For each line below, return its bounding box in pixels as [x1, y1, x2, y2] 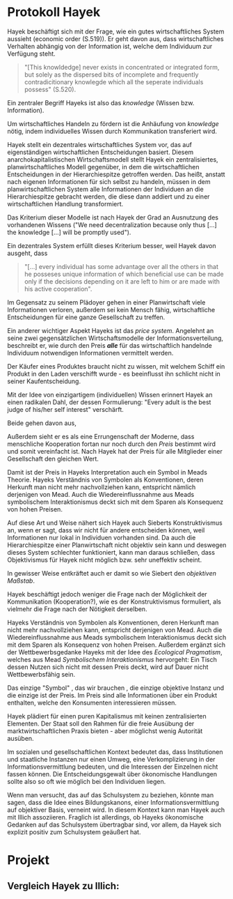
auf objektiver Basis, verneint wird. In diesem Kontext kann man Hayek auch [7, 806, 225, 814]
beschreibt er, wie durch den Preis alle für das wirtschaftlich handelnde [7, 341, 212, 349]
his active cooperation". [24, 284, 93, 293]
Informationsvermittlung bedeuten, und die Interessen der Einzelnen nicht [7, 762, 218, 771]
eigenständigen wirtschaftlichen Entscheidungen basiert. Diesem [7, 148, 194, 156]
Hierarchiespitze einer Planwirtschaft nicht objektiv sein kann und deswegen [7, 541, 227, 549]
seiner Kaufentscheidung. [7, 377, 81, 385]
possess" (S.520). [24, 85, 77, 93]
